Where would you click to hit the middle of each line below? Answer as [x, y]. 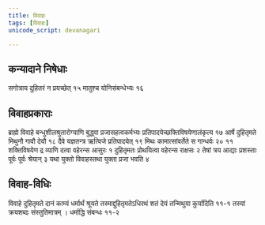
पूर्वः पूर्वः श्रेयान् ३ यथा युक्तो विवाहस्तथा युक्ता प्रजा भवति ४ [79, 159]
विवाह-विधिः [30, 184]
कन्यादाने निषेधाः [38, 69]
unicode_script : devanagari [55, 30]
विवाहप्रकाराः [30, 113]
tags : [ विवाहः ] [29, 23]
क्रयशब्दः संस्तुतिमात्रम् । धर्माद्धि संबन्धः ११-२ [64, 212]
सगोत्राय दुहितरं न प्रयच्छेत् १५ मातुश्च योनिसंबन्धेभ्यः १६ [76, 88]
